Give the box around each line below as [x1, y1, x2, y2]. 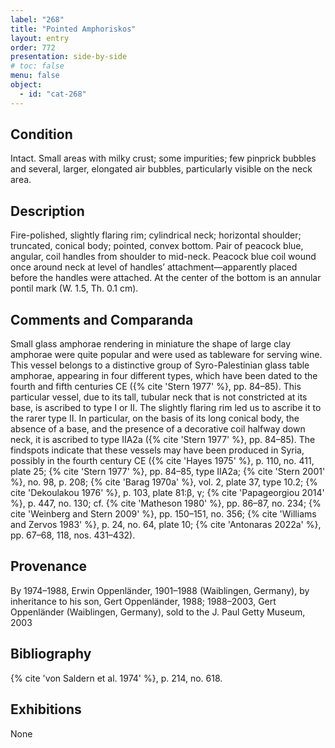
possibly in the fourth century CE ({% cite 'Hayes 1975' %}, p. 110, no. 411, [10, 455, 315, 467]
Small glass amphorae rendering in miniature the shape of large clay [10, 338, 292, 350]
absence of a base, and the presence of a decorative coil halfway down [10, 423, 306, 435]
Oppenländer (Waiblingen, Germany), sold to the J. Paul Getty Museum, [10, 606, 306, 618]
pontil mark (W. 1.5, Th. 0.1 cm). [10, 282, 139, 295]
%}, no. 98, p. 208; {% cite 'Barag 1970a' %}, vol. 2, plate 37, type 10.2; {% [10, 476, 318, 488]
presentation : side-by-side [10, 52, 128, 62]
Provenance [10, 558, 88, 575]
